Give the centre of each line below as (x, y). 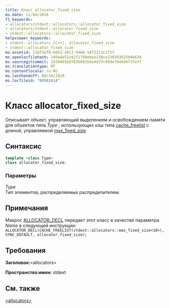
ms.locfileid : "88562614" (32, 81)
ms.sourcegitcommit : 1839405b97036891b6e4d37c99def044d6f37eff (74, 62)
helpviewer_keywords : (28, 38)
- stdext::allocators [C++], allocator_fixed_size (60, 43)
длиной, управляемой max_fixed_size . (46, 130)
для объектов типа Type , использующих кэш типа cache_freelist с (77, 125)
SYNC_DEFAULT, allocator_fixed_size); (46, 235)
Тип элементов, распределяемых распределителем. (63, 192)
